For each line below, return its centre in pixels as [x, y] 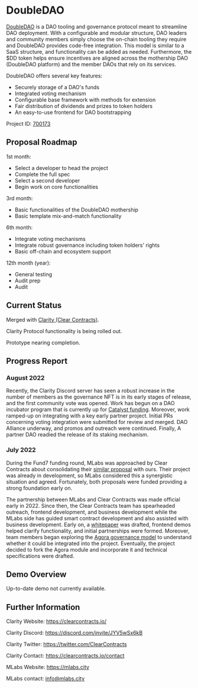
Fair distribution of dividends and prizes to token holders [83, 106]
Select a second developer [47, 180]
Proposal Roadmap [42, 142]
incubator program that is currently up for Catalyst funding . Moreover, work [98, 410]
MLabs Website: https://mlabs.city [48, 667]
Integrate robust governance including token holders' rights [87, 245]
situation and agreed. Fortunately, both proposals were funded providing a [97, 481]
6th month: [20, 227]
